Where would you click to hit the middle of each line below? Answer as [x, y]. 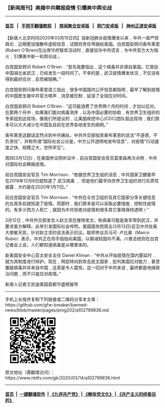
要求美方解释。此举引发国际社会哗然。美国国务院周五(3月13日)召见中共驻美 [81, 226]
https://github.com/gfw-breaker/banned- [47, 305]
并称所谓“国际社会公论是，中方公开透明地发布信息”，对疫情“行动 [89, 141]
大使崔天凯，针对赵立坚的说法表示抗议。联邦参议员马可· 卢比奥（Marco [77, 232]
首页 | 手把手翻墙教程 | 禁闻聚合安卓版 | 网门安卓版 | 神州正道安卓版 [81, 26]
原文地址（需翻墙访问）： [30, 372]
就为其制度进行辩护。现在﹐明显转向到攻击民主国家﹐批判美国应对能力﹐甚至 [82, 261]
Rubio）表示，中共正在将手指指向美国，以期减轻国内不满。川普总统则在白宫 [82, 238]
